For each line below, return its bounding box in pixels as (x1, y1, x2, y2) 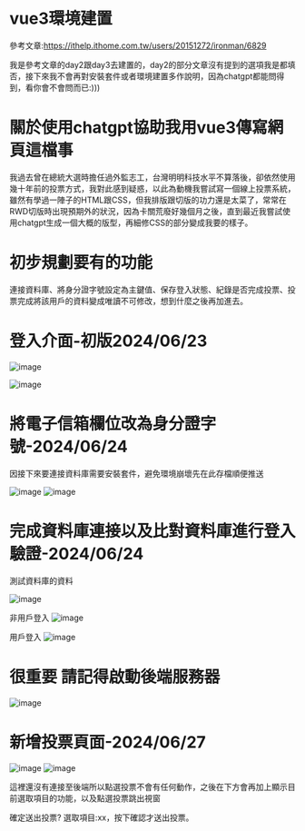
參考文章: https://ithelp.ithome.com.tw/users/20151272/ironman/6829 (9, 40, 267, 51)
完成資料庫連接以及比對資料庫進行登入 (9, 520, 297, 541)
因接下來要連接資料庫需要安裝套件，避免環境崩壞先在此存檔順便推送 (9, 468, 264, 479)
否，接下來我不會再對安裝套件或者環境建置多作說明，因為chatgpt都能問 (9, 70, 277, 82)
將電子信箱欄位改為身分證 (9, 413, 202, 434)
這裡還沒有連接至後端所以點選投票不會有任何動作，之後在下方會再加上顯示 (9, 781, 288, 792)
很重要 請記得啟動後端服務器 (9, 667, 221, 687)
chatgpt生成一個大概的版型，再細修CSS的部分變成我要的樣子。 (16, 217, 253, 228)
